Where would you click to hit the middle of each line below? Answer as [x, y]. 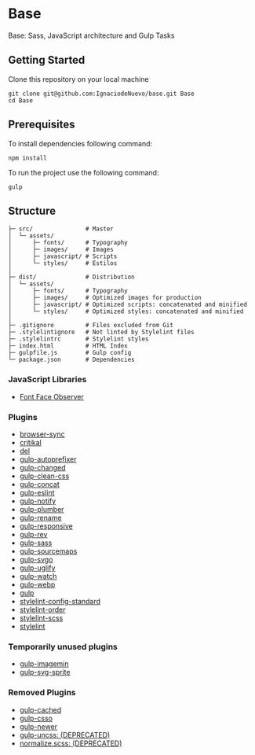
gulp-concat [40, 484]
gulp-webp [37, 584]
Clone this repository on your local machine [78, 79]
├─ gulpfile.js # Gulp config [70, 353]
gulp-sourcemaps [48, 551]
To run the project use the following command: [84, 172]
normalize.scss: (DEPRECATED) [71, 743]
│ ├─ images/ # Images [61, 250]
